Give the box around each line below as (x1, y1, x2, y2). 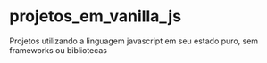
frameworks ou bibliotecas (9, 44, 107, 55)
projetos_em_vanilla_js (9, 6, 181, 27)
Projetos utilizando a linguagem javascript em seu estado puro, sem (9, 35, 259, 46)
